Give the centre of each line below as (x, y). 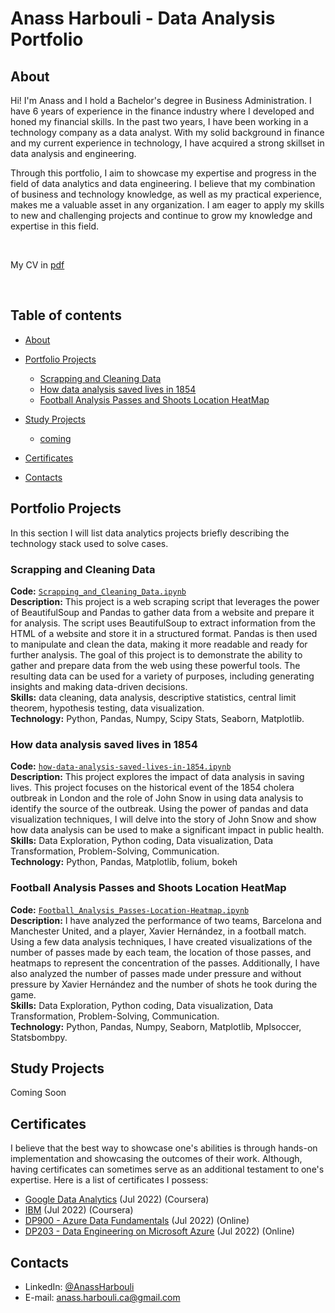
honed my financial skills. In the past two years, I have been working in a (159, 121)
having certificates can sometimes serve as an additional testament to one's (167, 1169)
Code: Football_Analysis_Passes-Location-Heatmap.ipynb (130, 909)
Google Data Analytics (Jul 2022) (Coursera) (117, 1199)
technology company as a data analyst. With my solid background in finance (167, 132)
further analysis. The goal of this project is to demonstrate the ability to (156, 654)
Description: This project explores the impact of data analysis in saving (157, 777)
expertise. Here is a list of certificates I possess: (109, 1180)
